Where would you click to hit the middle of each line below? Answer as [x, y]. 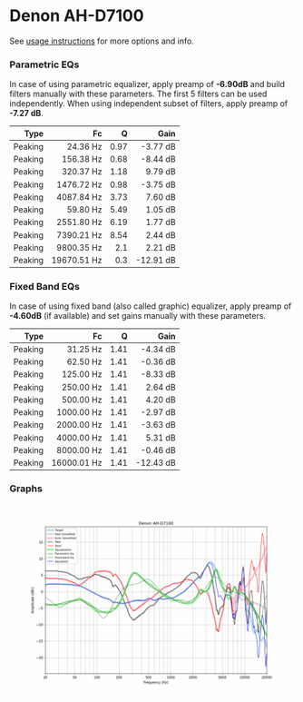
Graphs [26, 489]
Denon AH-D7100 [77, 16]
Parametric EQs [44, 64]
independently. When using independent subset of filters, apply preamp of [149, 104]
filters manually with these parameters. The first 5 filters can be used [138, 94]
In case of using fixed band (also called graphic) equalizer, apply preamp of [151, 306]
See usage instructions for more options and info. [102, 41]
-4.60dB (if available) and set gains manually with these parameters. [137, 316]
